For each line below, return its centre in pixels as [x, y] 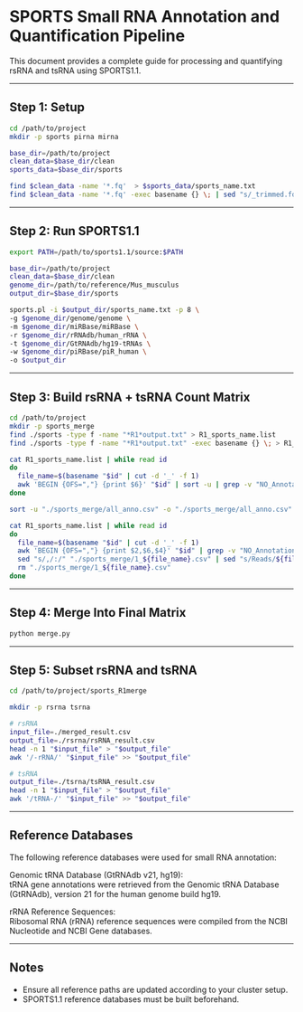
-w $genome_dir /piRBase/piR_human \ [78, 352]
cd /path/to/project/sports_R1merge [78, 691]
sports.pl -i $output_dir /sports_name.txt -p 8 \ [105, 310]
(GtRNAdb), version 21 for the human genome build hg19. [115, 894]
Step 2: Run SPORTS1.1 [74, 231]
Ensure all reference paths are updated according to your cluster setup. [155, 989]
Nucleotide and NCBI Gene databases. [81, 931]
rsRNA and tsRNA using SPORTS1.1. [75, 71]
